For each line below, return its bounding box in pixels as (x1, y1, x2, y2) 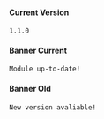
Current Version (9, 7, 70, 18)
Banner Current (9, 45, 68, 56)
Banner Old (9, 84, 51, 93)
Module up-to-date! (9, 64, 81, 74)
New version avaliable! (9, 102, 97, 112)
